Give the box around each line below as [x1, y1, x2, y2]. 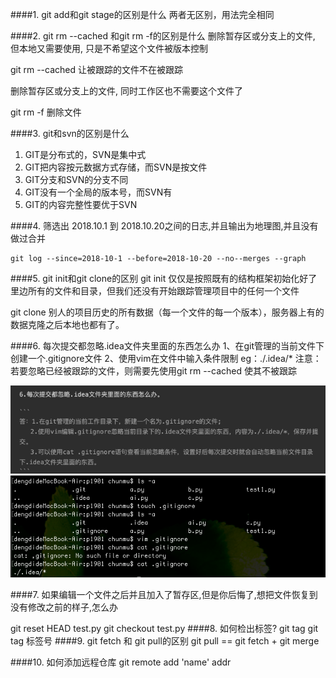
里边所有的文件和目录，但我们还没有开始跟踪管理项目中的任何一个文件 [10, 285, 300, 297]
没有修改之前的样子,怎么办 [10, 601, 119, 613]
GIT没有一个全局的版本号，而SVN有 [24, 186, 173, 198]
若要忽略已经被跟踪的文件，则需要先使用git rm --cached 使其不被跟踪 [10, 365, 298, 377]
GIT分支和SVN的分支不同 [24, 174, 129, 185]
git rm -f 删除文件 [10, 106, 82, 118]
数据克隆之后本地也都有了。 [10, 319, 125, 330]
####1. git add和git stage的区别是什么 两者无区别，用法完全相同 [10, 9, 275, 20]
